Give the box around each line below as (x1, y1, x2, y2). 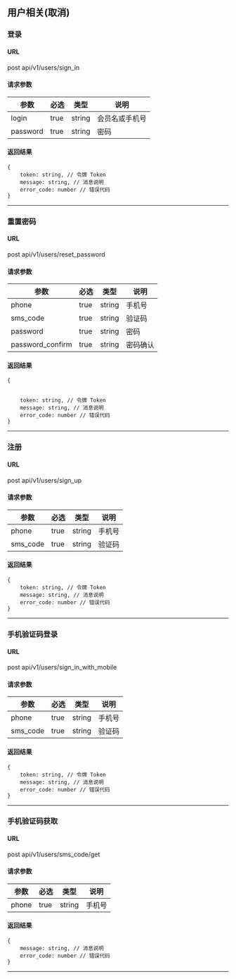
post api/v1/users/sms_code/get (7, 850, 100, 858)
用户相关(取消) (7, 6, 70, 19)
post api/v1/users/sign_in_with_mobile (7, 663, 117, 672)
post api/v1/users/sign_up (7, 476, 82, 484)
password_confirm (11, 340, 72, 350)
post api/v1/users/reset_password (7, 250, 105, 259)
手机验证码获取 (7, 816, 58, 826)
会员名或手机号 (97, 113, 147, 123)
